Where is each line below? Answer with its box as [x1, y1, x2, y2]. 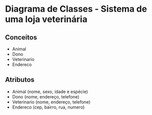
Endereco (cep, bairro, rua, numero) [12, 104, 85, 110]
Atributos [5, 76, 35, 84]
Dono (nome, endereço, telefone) [12, 94, 80, 99]
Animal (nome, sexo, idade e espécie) [12, 89, 88, 95]
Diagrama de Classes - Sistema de [5, 3, 148, 15]
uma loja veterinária [5, 14, 87, 25]
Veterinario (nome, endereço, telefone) [12, 99, 91, 105]
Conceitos [5, 33, 38, 41]
